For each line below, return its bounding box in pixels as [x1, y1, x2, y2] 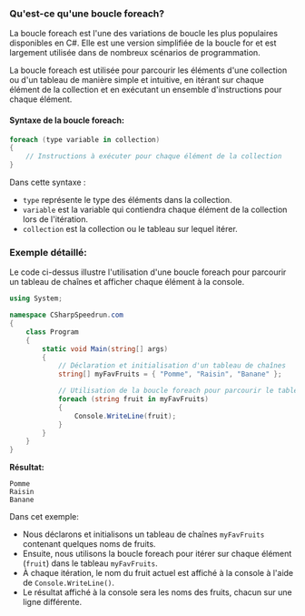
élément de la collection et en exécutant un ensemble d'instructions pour [9, 85, 282, 96]
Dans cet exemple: [9, 511, 80, 522]
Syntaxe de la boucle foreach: [9, 115, 125, 126]
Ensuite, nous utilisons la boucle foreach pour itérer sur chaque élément [22, 549, 292, 560]
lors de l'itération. [22, 214, 89, 225]
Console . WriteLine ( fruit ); [74, 411, 177, 420]
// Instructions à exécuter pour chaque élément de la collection [25, 152, 282, 161]
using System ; [9, 294, 64, 303]
